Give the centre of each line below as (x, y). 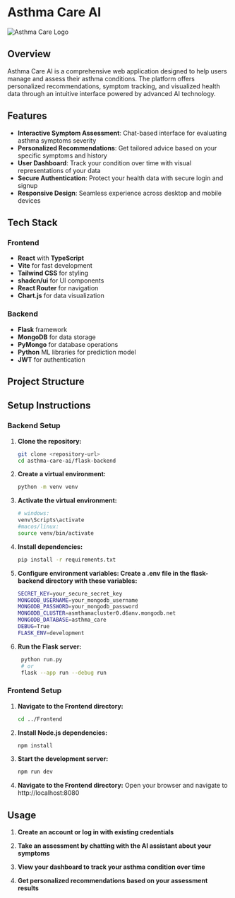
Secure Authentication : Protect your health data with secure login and (120, 178)
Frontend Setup (35, 691)
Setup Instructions (49, 406)
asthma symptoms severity (57, 140)
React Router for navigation (58, 288)
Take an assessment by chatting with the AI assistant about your (114, 846)
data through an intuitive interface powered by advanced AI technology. (112, 93)
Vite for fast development (55, 266)
